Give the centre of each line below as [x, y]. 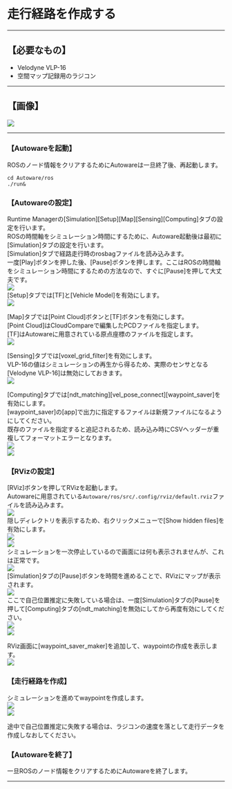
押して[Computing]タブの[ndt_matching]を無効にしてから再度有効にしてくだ [116, 609]
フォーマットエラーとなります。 [70, 438]
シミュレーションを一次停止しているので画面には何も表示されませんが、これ [116, 552]
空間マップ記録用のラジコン [57, 75]
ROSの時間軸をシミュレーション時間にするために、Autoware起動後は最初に [115, 237]
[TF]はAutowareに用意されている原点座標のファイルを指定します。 [102, 334]
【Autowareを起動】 [42, 148]
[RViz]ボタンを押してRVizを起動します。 [64, 488]
